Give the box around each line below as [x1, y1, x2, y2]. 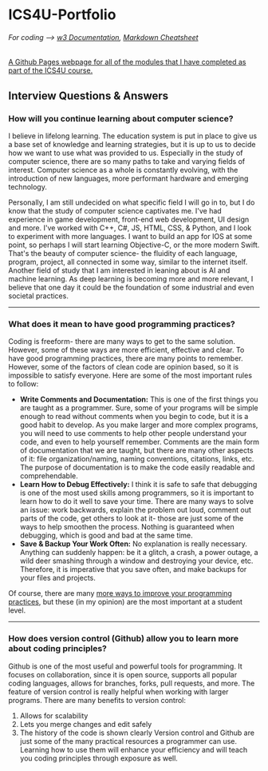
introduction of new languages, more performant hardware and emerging [8, 174, 249, 183]
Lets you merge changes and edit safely [19, 719, 152, 729]
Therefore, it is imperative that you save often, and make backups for [19, 565, 247, 574]
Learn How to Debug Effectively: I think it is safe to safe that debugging [19, 480, 258, 489]
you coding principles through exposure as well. [19, 753, 178, 763]
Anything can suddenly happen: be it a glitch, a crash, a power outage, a [19, 548, 258, 557]
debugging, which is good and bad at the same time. [19, 530, 193, 541]
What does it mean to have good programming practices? [8, 318, 235, 330]
